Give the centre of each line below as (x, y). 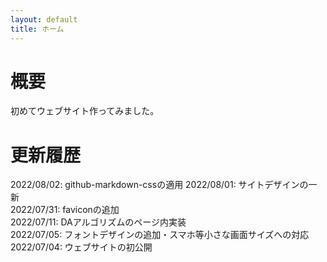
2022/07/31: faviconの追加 (65, 210)
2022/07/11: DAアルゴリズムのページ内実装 (98, 222)
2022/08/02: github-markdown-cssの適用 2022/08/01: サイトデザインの (159, 185)
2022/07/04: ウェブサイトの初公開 (81, 247)
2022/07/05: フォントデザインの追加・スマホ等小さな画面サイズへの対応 (160, 235)
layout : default (44, 19)
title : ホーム (37, 29)
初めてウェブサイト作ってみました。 (85, 111)
